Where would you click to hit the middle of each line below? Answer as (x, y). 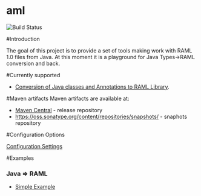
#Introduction (23, 39)
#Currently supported (33, 75)
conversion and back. (33, 63)
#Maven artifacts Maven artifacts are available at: (68, 98)
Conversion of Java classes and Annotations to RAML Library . (92, 87)
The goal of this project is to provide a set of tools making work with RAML (99, 50)
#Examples (20, 158)
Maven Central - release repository (59, 110)
